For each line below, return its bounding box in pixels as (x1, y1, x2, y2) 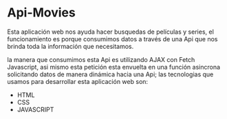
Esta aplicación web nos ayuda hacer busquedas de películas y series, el (7, 28, 215, 36)
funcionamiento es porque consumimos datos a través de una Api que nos (7, 34, 218, 43)
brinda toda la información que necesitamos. (7, 42, 134, 50)
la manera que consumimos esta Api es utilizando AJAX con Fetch (7, 55, 195, 63)
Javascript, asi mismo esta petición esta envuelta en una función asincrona (7, 63, 221, 71)
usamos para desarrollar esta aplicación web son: (7, 77, 149, 85)
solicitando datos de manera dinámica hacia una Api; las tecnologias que (7, 70, 214, 78)
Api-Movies (7, 5, 76, 21)
